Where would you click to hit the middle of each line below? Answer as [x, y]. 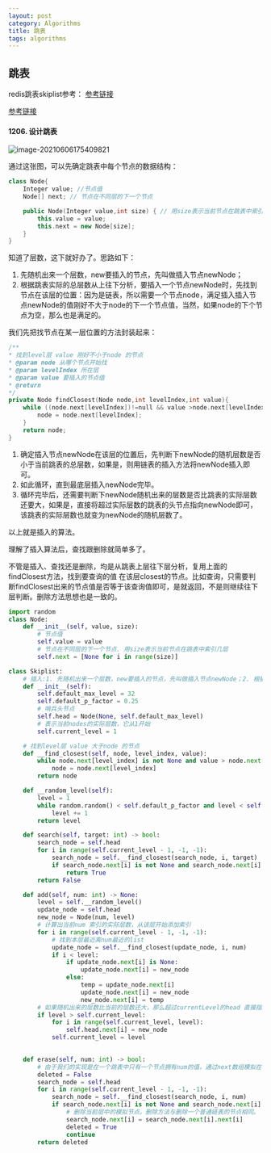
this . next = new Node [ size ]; [86, 226]
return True [86, 873]
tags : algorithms [38, 38]
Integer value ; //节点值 [63, 189]
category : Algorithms [45, 23]
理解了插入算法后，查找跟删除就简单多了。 [79, 549]
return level [59, 820]
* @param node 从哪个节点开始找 [58, 363]
